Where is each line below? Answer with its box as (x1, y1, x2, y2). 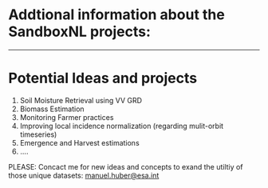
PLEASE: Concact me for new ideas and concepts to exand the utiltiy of (8, 162, 243, 171)
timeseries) (19, 130, 57, 139)
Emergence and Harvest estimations (19, 138, 140, 147)
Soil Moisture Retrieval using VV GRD (19, 95, 142, 105)
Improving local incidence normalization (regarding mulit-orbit (19, 121, 224, 130)
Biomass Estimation (19, 104, 85, 114)
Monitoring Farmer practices (19, 112, 114, 122)
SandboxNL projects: (8, 22, 152, 41)
